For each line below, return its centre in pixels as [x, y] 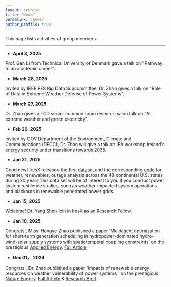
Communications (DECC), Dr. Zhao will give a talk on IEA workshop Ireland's [85, 145]
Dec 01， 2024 [28, 258]
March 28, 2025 [30, 79]
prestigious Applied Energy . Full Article [46, 247]
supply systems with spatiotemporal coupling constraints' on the [96, 242]
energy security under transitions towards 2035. [56, 150]
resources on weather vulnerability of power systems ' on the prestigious [82, 273]
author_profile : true [28, 24]
